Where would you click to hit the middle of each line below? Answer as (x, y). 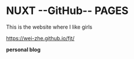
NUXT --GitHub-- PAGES (67, 11)
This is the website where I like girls (49, 27)
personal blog (24, 49)
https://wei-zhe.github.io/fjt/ (40, 38)
